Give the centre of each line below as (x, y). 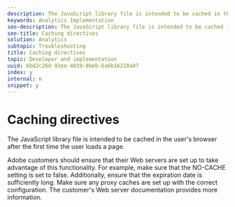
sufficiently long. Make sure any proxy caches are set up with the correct (113, 183)
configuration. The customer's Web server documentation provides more (113, 190)
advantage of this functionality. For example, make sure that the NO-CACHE (116, 168)
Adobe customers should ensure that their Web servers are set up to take (113, 160)
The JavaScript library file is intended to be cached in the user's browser (112, 139)
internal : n (24, 79)
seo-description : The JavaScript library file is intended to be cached (115, 27)
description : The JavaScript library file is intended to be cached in (114, 14)
